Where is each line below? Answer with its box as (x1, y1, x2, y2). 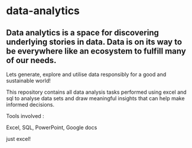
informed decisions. (6, 101, 55, 108)
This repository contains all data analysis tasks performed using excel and (6, 88, 187, 96)
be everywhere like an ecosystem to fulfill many (6, 46, 186, 56)
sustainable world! (6, 77, 51, 84)
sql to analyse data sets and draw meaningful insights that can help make (6, 95, 185, 101)
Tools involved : (6, 113, 44, 119)
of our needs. (6, 55, 57, 65)
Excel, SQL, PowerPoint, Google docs (6, 124, 97, 131)
